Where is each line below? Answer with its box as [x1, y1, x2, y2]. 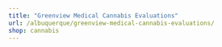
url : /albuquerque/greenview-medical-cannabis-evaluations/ [8, 19, 216, 27]
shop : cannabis [8, 26, 60, 34]
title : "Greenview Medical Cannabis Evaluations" [8, 11, 179, 20]
